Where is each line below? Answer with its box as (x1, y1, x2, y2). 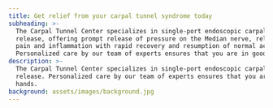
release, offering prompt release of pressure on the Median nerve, (15, 34, 253, 43)
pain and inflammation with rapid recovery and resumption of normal (15, 42, 256, 50)
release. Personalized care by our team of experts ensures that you (15, 72, 256, 80)
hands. (15, 80, 38, 88)
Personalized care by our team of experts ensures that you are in (15, 50, 249, 58)
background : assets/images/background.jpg (8, 87, 154, 96)
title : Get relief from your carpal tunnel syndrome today (8, 11, 213, 20)
